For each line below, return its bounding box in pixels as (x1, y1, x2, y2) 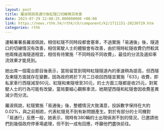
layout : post (5, 7, 32, 12)
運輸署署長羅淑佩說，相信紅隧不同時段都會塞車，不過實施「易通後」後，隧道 (5, 39, 159, 45)
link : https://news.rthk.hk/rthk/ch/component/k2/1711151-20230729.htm (5, 20, 154, 26)
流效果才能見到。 (5, 57, 40, 63)
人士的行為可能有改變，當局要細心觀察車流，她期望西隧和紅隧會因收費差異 (9, 86, 159, 92)
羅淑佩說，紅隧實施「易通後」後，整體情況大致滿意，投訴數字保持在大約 (5, 103, 150, 109)
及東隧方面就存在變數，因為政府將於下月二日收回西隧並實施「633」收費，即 (5, 74, 159, 80)
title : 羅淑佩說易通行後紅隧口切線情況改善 (5, 12, 82, 17)
